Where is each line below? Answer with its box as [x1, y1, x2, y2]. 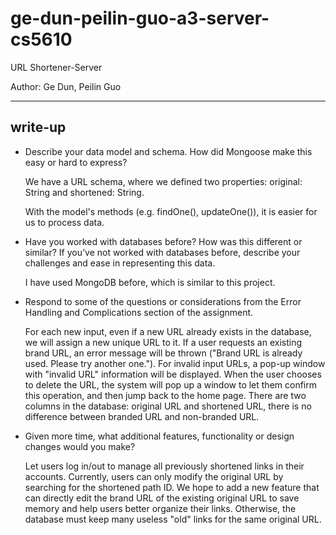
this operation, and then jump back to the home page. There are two [24, 389, 307, 401]
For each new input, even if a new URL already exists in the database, [24, 325, 312, 337]
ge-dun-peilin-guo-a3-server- [10, 7, 270, 30]
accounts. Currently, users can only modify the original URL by [24, 470, 284, 482]
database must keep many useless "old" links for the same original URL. [24, 513, 322, 525]
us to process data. [24, 216, 105, 228]
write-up [10, 119, 67, 136]
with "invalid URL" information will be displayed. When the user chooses [24, 368, 322, 380]
